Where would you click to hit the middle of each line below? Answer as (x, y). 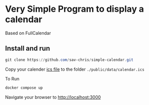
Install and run (28, 48)
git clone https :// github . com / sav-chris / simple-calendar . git (69, 60)
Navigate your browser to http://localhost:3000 (53, 97)
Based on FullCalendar (28, 33)
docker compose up (24, 88)
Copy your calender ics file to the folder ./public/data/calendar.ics (75, 69)
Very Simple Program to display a (74, 9)
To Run (12, 79)
